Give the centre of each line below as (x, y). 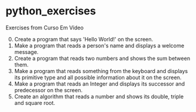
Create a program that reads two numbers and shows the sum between (102, 58)
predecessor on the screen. (48, 90)
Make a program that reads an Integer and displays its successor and (99, 84)
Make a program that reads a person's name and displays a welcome (99, 46)
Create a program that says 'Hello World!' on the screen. (84, 39)
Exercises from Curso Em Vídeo (45, 28)
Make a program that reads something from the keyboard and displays (101, 71)
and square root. (35, 102)
